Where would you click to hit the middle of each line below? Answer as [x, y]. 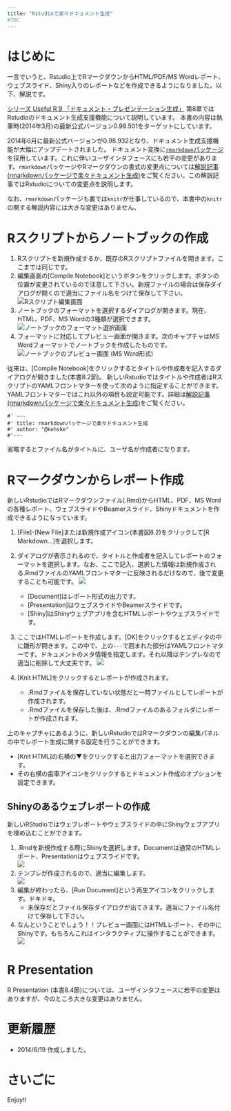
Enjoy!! [17, 1100]
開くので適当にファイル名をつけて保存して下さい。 [114, 293]
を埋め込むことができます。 [46, 833]
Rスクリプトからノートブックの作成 [108, 238]
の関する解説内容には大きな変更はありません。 [73, 208]
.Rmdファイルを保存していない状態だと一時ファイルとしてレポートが [125, 692]
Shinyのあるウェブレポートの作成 [79, 806]
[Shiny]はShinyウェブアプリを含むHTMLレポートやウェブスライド [120, 614]
